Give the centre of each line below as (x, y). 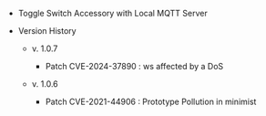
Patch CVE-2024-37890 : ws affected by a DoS (134, 66)
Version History (47, 31)
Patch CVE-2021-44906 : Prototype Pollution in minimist (151, 101)
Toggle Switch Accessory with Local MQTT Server (113, 13)
